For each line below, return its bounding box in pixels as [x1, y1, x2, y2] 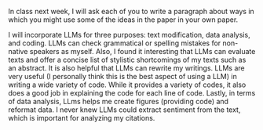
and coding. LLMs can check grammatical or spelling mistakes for [8, 38, 221, 48]
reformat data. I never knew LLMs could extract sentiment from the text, [8, 105, 241, 114]
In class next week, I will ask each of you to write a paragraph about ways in [8, 7, 255, 16]
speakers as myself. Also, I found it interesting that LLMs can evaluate [29, 47, 256, 56]
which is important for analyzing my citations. [8, 114, 155, 122]
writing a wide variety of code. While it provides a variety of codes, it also [8, 80, 247, 89]
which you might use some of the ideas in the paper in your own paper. [8, 15, 239, 24]
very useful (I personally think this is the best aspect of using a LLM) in [8, 72, 237, 81]
